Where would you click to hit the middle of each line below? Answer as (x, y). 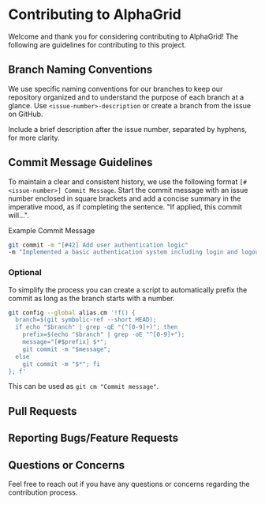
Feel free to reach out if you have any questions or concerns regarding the (129, 484)
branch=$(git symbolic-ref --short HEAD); (86, 320)
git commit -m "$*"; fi (62, 364)
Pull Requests (43, 411)
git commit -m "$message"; (67, 349)
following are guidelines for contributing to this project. (97, 44)
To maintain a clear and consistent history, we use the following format (123, 181)
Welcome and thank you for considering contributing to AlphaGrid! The (123, 36)
